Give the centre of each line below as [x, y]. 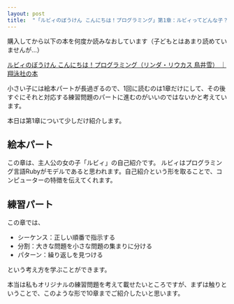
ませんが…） [25, 50]
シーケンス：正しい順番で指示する [66, 238]
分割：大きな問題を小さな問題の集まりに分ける [85, 246]
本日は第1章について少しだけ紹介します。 [66, 120]
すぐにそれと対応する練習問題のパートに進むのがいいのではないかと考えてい [117, 97]
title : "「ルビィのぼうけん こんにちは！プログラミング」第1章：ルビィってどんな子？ [118, 20]
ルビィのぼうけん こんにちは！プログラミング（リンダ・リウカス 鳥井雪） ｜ [117, 64]
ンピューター [25, 180]
